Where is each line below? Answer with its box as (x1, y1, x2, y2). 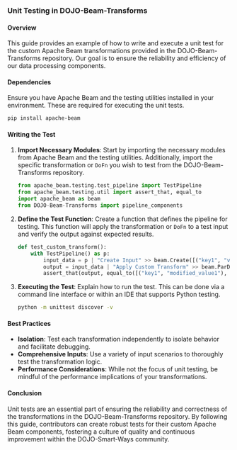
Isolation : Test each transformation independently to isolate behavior (17, 335, 219, 344)
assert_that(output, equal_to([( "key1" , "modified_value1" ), (43, 270, 228, 277)
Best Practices (7, 319, 52, 327)
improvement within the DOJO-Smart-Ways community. (7, 434, 170, 443)
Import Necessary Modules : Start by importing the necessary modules (17, 146, 226, 154)
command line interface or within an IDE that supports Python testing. (17, 290, 221, 299)
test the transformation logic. (17, 357, 103, 366)
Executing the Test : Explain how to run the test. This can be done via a (17, 283, 225, 291)
